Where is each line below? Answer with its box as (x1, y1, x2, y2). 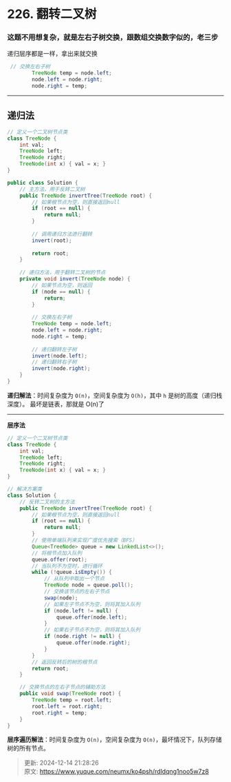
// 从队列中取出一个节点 (43, 575, 105, 582)
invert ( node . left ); (32, 352, 88, 359)
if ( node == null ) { (32, 288, 91, 295)
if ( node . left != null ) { (43, 607, 118, 614)
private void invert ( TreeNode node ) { (19, 276, 131, 282)
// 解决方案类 (7, 486, 43, 493)
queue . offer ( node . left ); (56, 614, 128, 621)
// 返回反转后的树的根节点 (32, 659, 98, 666)
